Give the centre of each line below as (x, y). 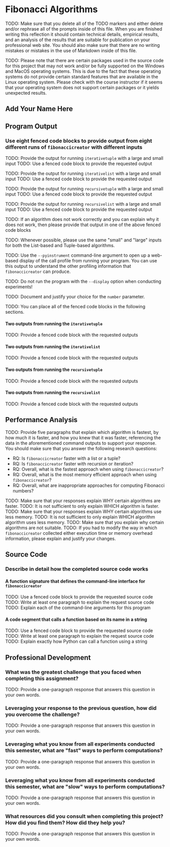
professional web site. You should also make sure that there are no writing (82, 45)
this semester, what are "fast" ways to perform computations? (84, 751)
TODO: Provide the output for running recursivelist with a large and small (83, 204)
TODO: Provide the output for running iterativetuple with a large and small (84, 158)
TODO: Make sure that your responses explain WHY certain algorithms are (83, 501)
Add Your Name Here (39, 109)
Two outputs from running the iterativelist (53, 346)
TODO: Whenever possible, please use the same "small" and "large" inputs (83, 240)
